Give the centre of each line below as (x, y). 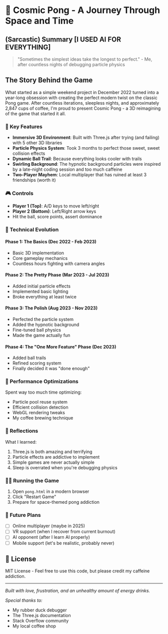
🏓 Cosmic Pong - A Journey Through (83, 10)
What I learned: (21, 442)
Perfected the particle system (43, 319)
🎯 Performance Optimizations (42, 382)
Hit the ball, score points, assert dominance (57, 217)
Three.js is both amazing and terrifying (52, 451)
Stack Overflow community (40, 621)
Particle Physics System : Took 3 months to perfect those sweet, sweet (86, 148)
